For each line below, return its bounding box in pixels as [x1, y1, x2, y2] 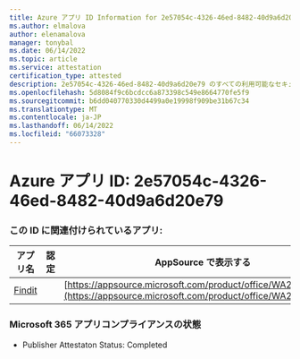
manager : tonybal [9, 38, 74, 47]
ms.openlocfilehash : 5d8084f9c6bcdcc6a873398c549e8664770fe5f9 [9, 88, 250, 97]
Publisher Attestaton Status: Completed [21, 339, 168, 350]
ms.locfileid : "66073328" [9, 130, 105, 139]
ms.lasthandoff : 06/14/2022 [9, 122, 114, 131]
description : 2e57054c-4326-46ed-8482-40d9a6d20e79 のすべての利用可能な [9, 80, 275, 89]
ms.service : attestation [9, 64, 102, 73]
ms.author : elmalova [9, 21, 87, 30]
